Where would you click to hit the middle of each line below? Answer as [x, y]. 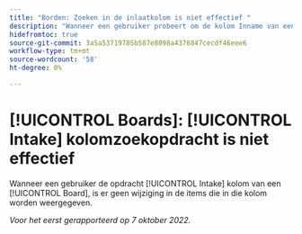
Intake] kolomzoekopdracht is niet [139, 139]
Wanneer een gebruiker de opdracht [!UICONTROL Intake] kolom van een [145, 183]
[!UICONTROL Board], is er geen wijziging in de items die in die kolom [138, 193]
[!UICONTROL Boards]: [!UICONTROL [151, 120]
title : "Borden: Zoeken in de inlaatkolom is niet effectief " [130, 18]
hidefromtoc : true [44, 34]
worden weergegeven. [51, 202]
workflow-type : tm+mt [50, 51]
